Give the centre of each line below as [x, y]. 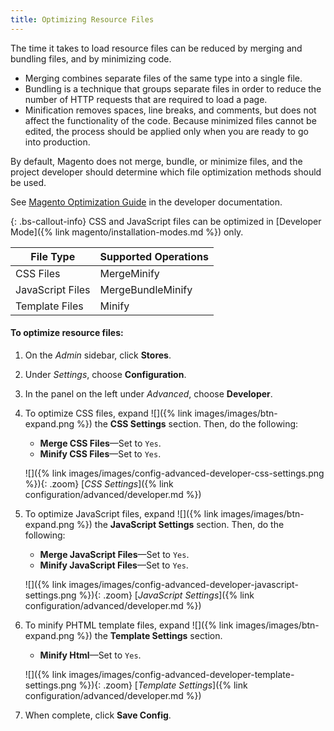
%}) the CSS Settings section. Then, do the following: [187, 423]
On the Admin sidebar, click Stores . [98, 355]
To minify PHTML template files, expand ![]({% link [129, 625]
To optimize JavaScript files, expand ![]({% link [121, 513]
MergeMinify [129, 273]
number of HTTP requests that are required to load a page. [146, 99]
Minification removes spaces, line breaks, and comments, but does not [170, 110]
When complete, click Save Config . [98, 715]
